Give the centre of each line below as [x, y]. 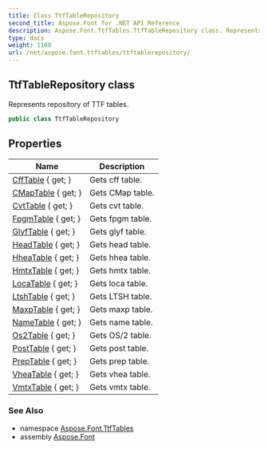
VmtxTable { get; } [46, 387]
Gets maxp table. [121, 309]
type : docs [26, 38]
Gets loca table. [118, 283]
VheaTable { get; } [46, 374]
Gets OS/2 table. [120, 335]
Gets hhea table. [120, 258]
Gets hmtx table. [120, 270]
